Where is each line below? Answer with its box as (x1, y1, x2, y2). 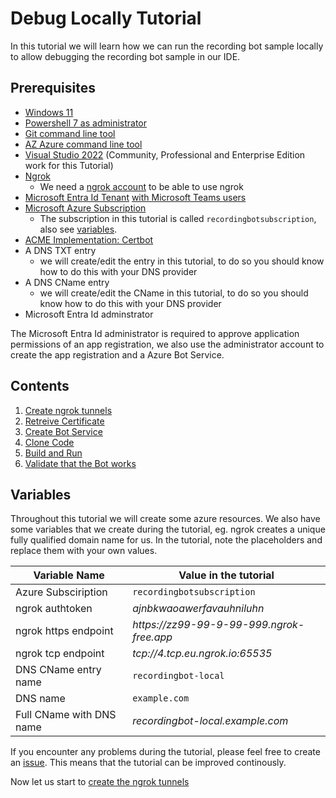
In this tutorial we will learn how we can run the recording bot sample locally (10, 40, 324, 52)
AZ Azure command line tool (24, 138, 143, 150)
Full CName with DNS (15, 708, 117, 722)
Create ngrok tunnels (24, 404, 113, 416)
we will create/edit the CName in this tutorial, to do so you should (39, 287, 309, 299)
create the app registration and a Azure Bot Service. (10, 348, 225, 361)
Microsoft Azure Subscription (24, 202, 147, 214)
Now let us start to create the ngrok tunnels (10, 776, 190, 788)
